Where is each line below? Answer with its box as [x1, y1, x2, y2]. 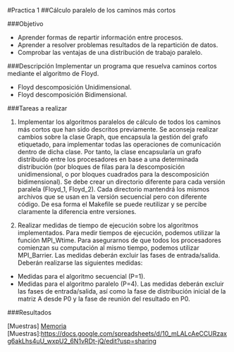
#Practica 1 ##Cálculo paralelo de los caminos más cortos [7, 6, 176, 14]
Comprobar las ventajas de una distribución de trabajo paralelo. [17, 49, 203, 56]
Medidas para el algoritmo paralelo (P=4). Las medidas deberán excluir [17, 279, 224, 288]
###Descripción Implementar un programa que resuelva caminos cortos [7, 62, 217, 70]
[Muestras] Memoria [7, 322, 67, 330]
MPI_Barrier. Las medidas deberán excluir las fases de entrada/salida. [17, 251, 221, 259]
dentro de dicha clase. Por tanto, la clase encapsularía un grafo [17, 148, 202, 156]
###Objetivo [7, 20, 44, 27]
